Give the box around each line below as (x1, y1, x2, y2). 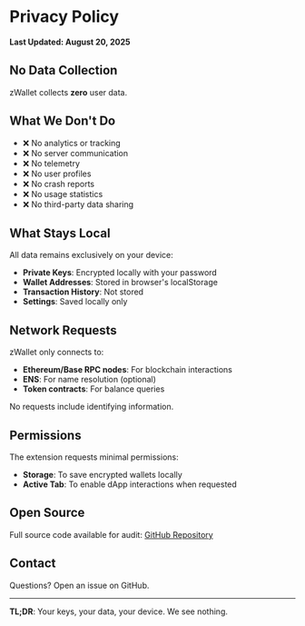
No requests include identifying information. (9, 402, 174, 412)
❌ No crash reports (22, 178, 95, 189)
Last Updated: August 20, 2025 (9, 36, 131, 47)
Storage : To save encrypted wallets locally (22, 470, 183, 480)
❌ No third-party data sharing (22, 198, 134, 210)
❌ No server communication (22, 147, 129, 158)
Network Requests (9, 323, 118, 338)
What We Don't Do (9, 114, 116, 129)
